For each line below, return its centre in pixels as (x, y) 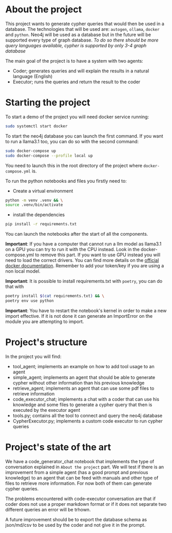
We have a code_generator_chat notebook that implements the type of (80, 461)
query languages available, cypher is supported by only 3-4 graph (76, 45)
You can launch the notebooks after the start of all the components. (77, 234)
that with (15, 287)
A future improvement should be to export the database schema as (76, 519)
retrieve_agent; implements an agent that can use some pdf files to (83, 388)
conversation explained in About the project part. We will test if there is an (85, 467)
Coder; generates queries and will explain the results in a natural (81, 71)
